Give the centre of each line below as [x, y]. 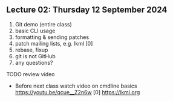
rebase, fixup [31, 50]
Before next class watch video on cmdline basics [76, 86]
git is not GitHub [35, 56]
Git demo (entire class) [44, 24]
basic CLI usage [35, 31]
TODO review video [31, 74]
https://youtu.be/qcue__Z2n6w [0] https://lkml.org [77, 92]
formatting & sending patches [52, 37]
